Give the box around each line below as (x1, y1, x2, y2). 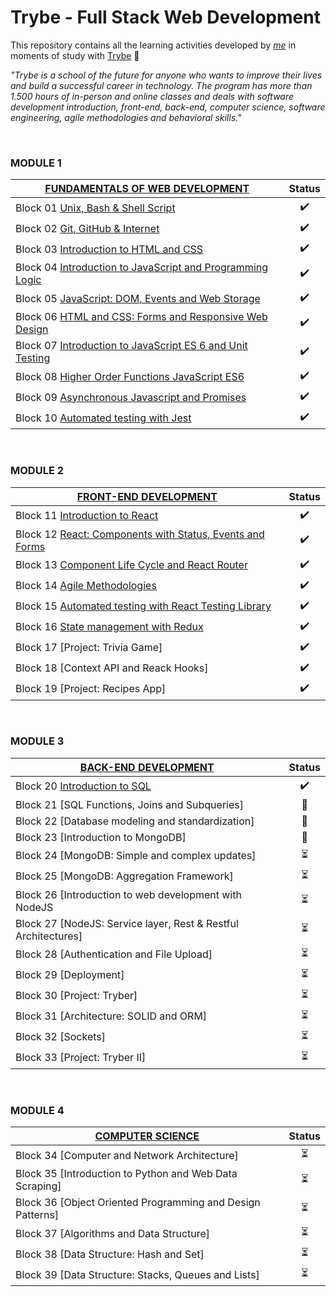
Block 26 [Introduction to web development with (15, 887, 242, 901)
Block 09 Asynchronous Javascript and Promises (15, 390, 247, 404)
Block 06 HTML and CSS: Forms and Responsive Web (15, 310, 268, 324)
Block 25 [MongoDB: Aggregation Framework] (15, 869, 234, 883)
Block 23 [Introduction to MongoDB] (15, 830, 187, 844)
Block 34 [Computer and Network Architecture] (15, 1148, 239, 1162)
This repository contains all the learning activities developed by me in (10, 39, 297, 51)
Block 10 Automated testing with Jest (15, 411, 192, 425)
